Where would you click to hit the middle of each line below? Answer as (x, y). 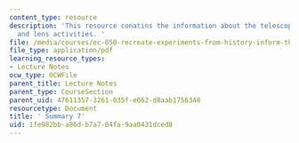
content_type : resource (53, 17)
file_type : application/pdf (61, 51)
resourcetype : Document (53, 108)
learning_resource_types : (57, 59)
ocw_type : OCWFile (43, 75)
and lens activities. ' (61, 34)
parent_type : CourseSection (61, 91)
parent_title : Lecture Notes (63, 83)
